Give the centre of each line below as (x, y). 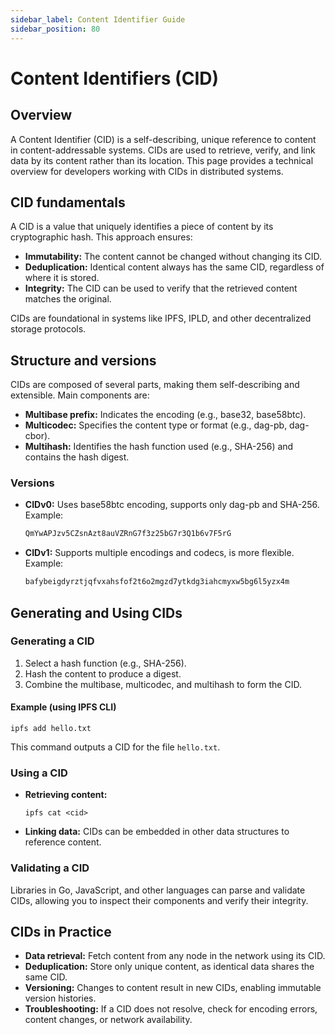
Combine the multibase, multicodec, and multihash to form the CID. (163, 684)
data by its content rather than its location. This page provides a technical (162, 160)
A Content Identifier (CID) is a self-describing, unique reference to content (163, 139)
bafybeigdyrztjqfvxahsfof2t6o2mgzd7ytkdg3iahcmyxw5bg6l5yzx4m (157, 582)
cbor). (37, 436)
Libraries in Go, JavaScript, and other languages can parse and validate (158, 890)
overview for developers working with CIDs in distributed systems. (147, 171)
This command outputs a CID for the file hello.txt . (115, 747)
